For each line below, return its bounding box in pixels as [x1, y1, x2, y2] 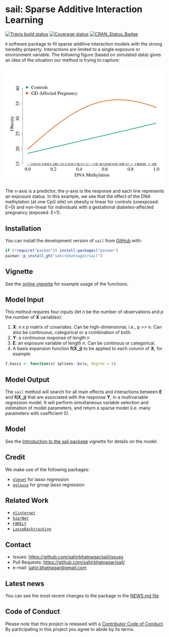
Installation [5, 224, 41, 233]
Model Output [5, 375, 49, 384]
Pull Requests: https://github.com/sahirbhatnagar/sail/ [12, 559, 125, 565]
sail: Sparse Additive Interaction [5, 4, 143, 15]
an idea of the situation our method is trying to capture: [5, 57, 120, 63]
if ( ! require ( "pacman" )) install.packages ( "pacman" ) [5, 248, 119, 253]
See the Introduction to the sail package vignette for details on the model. [5, 438, 158, 444]
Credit [5, 453, 25, 461]
